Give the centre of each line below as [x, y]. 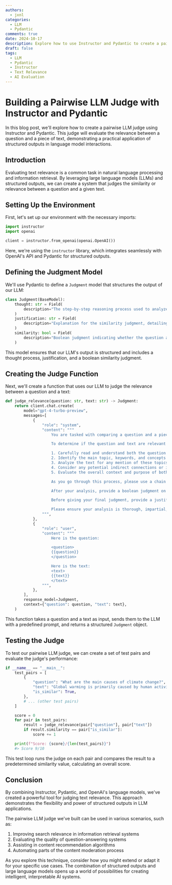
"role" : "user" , [59, 528]
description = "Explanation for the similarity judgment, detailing [96, 324]
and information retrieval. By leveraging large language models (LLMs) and [84, 178]
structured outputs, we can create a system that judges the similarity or [81, 183]
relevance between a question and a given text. [55, 189]
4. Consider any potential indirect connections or [107, 467]
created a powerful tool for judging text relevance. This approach [74, 798]
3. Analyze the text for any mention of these [102, 463]
